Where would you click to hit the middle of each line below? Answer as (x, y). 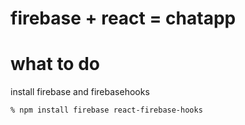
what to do (55, 64)
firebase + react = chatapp (123, 18)
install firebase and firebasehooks (80, 92)
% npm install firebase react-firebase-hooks (106, 110)
